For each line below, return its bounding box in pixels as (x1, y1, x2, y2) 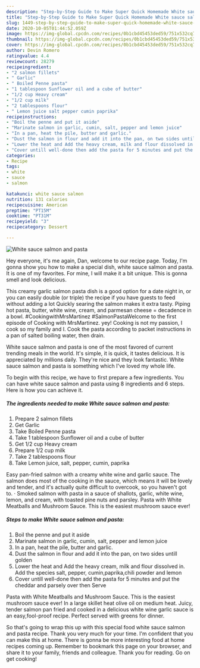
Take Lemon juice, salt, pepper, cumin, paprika (14, 459, 130, 466)
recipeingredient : (6, 64, 52, 70)
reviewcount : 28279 (6, 58, 55, 64)
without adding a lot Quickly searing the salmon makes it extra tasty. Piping (6, 300, 190, 307)
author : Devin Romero (6, 48, 60, 54)
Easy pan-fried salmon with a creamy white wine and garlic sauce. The (6, 471, 180, 478)
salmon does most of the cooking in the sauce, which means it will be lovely (6, 477, 192, 484)
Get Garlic (14, 421, 40, 428)
